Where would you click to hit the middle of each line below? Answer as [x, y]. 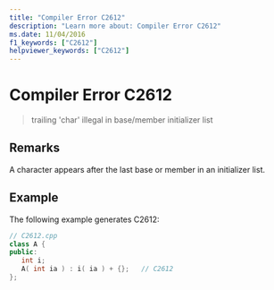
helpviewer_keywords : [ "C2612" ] [69, 51]
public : [24, 252]
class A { [28, 244]
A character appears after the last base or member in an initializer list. [137, 169]
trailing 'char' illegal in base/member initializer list [122, 120]
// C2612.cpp [33, 235]
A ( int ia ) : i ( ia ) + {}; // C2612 [97, 269]
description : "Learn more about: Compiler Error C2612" [115, 26]
